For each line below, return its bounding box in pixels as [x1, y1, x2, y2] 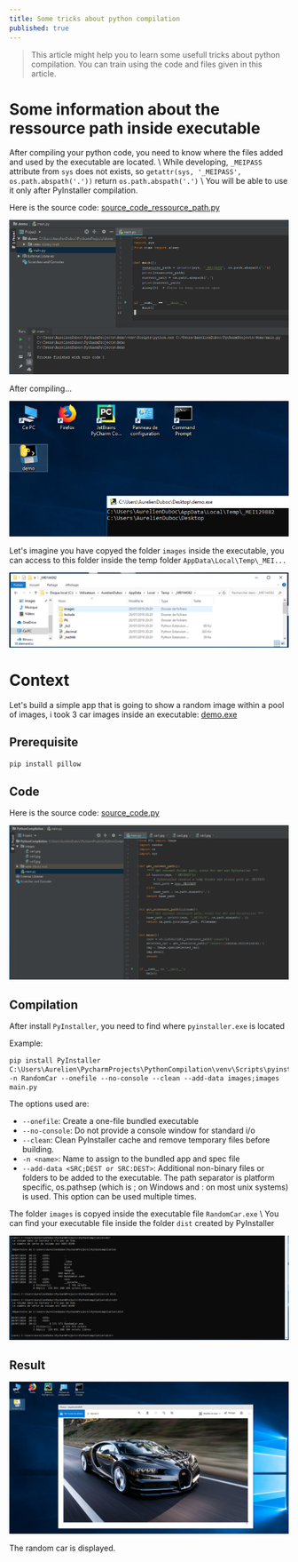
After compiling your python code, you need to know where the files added [9, 147, 284, 158]
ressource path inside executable [9, 118, 261, 138]
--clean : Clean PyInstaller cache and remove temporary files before [21, 1135, 271, 1145]
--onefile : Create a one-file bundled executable [21, 1116, 200, 1127]
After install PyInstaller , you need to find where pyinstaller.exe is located [9, 1021, 286, 1032]
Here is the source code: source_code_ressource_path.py [9, 203, 220, 213]
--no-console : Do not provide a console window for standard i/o [21, 1125, 255, 1136]
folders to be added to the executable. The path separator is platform [21, 1173, 275, 1183]
